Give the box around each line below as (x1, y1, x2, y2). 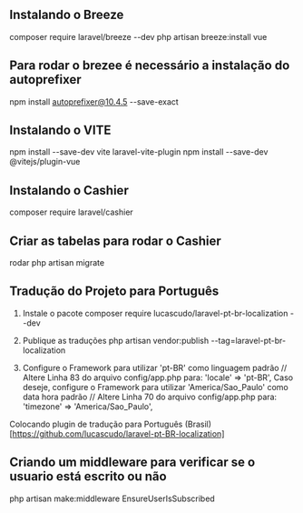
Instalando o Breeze (9, 7, 124, 23)
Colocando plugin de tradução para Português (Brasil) (9, 418, 211, 429)
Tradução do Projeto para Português (9, 284, 220, 299)
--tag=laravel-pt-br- (210, 335, 287, 346)
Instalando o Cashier (9, 182, 129, 198)
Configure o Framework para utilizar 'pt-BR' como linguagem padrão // (22, 362, 288, 373)
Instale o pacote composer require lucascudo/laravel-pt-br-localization (22, 307, 288, 318)
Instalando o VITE (9, 123, 112, 138)
